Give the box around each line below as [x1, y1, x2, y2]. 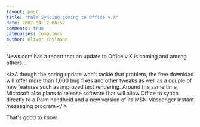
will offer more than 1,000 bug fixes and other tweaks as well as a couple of [6, 77, 192, 84]
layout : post [6, 8, 39, 15]
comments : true [6, 25, 44, 32]
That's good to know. [6, 114, 59, 121]
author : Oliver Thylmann [6, 36, 68, 42]
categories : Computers [6, 31, 63, 37]
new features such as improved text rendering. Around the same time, [6, 83, 179, 90]
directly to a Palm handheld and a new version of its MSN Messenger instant [6, 96, 194, 103]
